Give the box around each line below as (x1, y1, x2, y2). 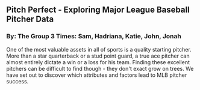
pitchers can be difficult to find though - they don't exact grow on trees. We (6, 65, 194, 72)
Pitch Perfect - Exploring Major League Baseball (6, 5, 190, 15)
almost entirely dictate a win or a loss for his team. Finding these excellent (6, 58, 190, 65)
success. (6, 77, 29, 85)
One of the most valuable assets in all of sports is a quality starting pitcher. (6, 46, 192, 53)
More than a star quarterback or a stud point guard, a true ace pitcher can (6, 52, 190, 59)
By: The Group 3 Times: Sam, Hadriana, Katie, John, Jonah (6, 32, 182, 41)
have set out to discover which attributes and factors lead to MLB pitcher (6, 71, 187, 79)
